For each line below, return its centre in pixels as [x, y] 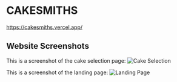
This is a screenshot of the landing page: [57, 72]
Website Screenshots [48, 46]
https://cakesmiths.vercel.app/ [45, 27]
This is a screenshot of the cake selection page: [66, 60]
